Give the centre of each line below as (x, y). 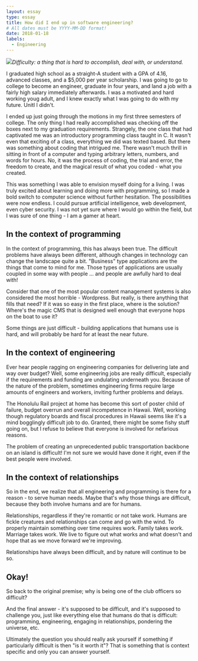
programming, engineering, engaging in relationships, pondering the (89, 621)
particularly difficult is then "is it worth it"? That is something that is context (98, 646)
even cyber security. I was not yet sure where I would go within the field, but (99, 209)
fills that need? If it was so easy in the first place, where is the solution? (93, 304)
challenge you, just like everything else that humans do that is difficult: (92, 616)
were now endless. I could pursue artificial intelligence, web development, (96, 203)
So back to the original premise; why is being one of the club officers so (94, 591)
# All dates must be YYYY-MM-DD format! (57, 28)
